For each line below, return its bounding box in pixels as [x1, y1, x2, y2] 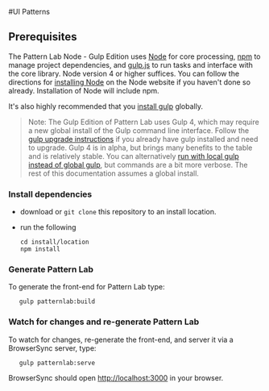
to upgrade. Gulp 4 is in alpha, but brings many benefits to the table [27, 143, 253, 152]
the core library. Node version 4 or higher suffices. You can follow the [8, 69, 240, 78]
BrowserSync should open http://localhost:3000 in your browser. [8, 372, 224, 382]
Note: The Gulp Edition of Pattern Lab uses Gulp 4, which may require [27, 117, 259, 127]
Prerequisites [8, 30, 77, 44]
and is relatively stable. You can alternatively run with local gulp [27, 151, 239, 160]
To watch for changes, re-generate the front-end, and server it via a [8, 335, 234, 344]
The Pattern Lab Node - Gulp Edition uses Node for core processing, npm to [8, 52, 261, 61]
